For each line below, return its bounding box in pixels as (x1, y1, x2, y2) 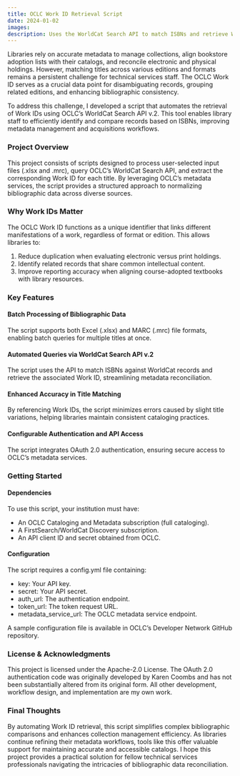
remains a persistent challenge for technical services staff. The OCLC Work (7, 73, 229, 81)
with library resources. (17, 274, 84, 283)
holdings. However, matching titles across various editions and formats (7, 65, 216, 74)
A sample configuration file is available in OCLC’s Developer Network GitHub (7, 623, 233, 632)
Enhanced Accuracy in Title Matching (7, 390, 121, 398)
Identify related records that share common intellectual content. (17, 259, 206, 268)
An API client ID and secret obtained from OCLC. (17, 533, 161, 542)
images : (7, 24, 31, 31)
